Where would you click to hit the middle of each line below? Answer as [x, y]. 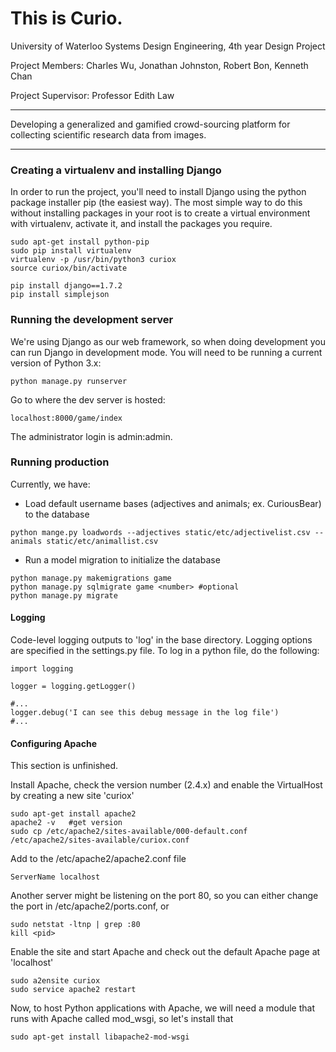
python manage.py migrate [64, 595]
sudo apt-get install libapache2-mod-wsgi [100, 1037]
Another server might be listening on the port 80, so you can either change [164, 896]
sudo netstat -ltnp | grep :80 [75, 925]
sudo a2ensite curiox [55, 981]
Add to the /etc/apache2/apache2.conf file [98, 859]
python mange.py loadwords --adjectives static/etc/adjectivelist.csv [160, 532]
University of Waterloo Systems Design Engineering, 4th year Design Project [168, 46]
